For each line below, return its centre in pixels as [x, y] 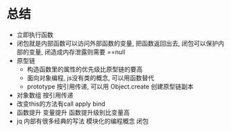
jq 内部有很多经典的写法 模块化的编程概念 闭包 [83, 121]
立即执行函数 [35, 35]
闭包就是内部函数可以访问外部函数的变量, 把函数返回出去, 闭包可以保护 [117, 43]
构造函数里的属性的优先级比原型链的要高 [85, 69]
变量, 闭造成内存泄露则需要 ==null [77, 52]
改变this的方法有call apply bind [61, 104]
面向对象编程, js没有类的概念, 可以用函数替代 [91, 77]
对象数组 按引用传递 [45, 95]
